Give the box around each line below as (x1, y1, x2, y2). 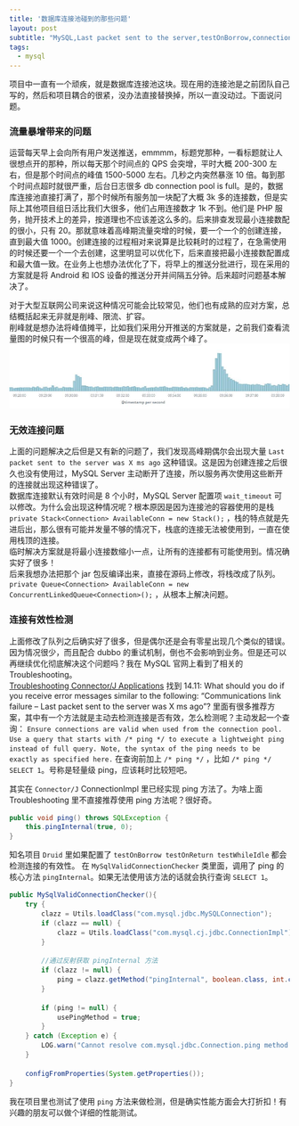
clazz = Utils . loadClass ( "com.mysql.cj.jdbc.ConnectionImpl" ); (56, 928, 296, 937)
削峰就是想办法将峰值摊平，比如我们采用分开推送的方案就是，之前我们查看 (9, 322, 282, 333)
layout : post (9, 23, 58, 33)
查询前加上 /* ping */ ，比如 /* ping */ (123, 753, 272, 764)
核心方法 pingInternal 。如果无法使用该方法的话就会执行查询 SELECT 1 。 (9, 872, 273, 883)
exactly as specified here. (9, 754, 114, 764)
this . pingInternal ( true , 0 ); (25, 823, 133, 832)
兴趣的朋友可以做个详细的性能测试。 (9, 1106, 142, 1118)
